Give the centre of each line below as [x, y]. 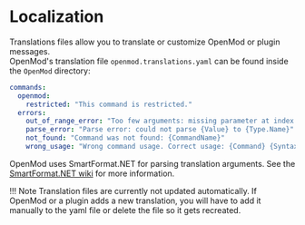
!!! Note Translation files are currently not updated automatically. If [133, 191]
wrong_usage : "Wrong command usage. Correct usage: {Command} [146, 147]
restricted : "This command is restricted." [109, 104]
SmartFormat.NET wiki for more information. [92, 173]
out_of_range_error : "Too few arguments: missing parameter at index [160, 121]
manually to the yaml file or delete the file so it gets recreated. [125, 210]
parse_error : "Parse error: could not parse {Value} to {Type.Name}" [160, 130]
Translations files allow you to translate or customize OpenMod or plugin [145, 42]
